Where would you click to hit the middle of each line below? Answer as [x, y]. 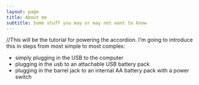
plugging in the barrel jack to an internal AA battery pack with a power [102, 71]
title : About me [27, 17]
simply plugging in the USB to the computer [69, 58]
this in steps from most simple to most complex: [66, 46]
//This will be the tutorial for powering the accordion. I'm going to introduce [99, 40]
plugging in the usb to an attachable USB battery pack [82, 64]
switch [23, 77]
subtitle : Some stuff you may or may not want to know [77, 23]
